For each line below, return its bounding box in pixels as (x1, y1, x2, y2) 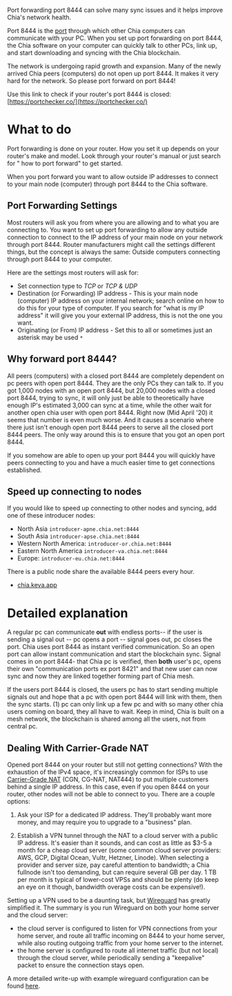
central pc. (7, 722, 38, 731)
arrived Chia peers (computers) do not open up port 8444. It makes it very (7, 69, 219, 77)
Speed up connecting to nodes (7, 485, 142, 497)
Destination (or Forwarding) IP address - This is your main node (17, 289, 198, 297)
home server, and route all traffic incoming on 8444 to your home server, (17, 932, 225, 940)
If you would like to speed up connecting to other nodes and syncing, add (7, 504, 217, 512)
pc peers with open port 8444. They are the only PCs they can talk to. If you (7, 379, 224, 387)
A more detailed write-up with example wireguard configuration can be (7, 975, 209, 983)
